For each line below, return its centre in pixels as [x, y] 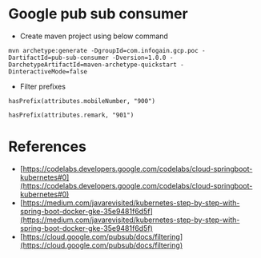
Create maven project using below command [94, 36]
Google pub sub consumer [98, 14]
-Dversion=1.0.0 [139, 58]
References [47, 147]
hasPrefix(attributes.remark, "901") [71, 115]
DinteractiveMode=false [48, 71]
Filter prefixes [43, 86]
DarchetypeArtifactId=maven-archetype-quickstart [93, 65]
